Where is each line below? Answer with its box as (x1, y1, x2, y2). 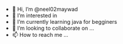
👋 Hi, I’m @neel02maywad (12, 6, 78, 12)
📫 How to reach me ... (12, 32, 68, 38)
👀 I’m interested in (12, 12, 58, 19)
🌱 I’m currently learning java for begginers (12, 18, 118, 25)
